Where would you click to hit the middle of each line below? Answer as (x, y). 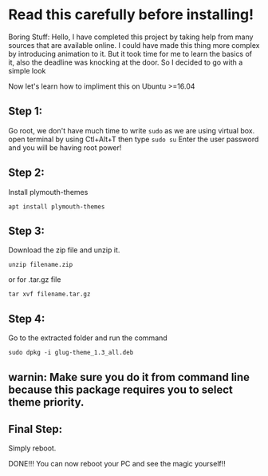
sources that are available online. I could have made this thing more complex (134, 45)
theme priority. (46, 402)
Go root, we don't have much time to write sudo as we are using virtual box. (132, 130)
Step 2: (27, 173)
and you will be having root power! (65, 147)
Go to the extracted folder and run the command (88, 338)
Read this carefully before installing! (131, 15)
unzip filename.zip (41, 265)
